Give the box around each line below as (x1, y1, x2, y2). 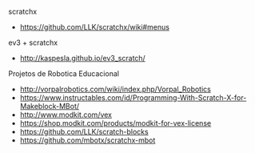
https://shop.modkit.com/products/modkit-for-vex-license (19, 119, 212, 127)
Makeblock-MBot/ (19, 102, 80, 111)
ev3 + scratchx (8, 38, 58, 47)
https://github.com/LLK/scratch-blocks (19, 127, 149, 136)
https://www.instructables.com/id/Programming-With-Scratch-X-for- (19, 93, 247, 103)
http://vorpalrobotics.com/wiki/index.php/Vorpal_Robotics (19, 84, 212, 94)
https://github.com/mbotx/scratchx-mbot (19, 135, 156, 145)
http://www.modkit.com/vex (19, 110, 113, 119)
